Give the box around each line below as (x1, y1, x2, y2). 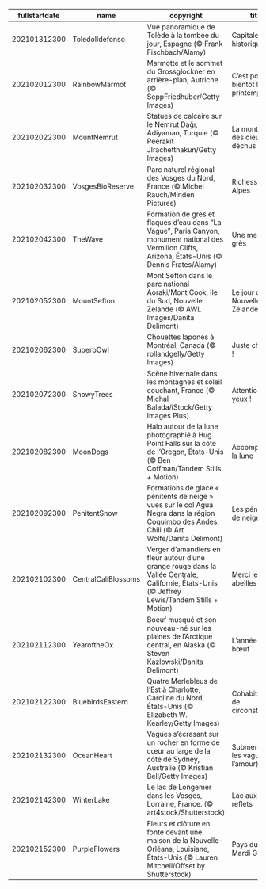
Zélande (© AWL (146, 304, 202, 314)
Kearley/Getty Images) (146, 718, 220, 727)
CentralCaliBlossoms (72, 574, 141, 583)
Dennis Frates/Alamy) (146, 259, 218, 269)
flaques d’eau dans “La (146, 217, 222, 227)
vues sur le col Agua (146, 500, 214, 509)
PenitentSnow (72, 509, 118, 517)
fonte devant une (146, 827, 203, 837)
